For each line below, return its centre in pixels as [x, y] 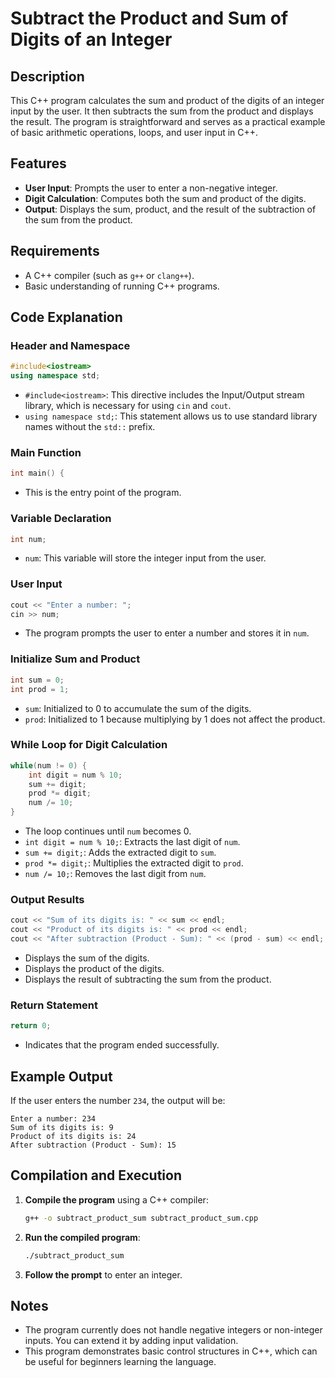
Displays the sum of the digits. [87, 958]
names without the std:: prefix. [90, 427]
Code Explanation [66, 317]
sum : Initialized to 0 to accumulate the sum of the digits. [138, 708]
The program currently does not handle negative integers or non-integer [173, 1330]
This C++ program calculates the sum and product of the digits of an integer [167, 100]
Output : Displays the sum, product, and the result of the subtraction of [170, 209]
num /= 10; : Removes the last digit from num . [115, 874]
